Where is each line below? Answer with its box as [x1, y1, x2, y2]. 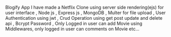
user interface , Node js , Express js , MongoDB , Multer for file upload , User [5, 10, 166, 16]
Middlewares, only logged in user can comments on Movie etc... [5, 26, 140, 32]
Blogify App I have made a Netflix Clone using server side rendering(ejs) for [5, 5, 164, 10]
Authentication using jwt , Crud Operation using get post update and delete [5, 15, 163, 21]
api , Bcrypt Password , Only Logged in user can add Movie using [5, 20, 142, 26]
